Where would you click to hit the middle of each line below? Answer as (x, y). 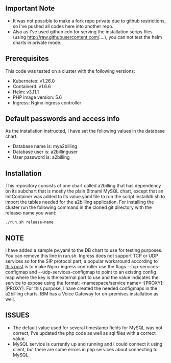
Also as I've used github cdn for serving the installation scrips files (82, 31)
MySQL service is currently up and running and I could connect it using (88, 344)
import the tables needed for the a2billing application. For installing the (80, 202)
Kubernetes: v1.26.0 (34, 81)
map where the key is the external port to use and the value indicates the (82, 277)
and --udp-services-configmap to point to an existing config (93, 272)
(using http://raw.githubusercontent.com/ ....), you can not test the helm (87, 37)
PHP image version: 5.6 (37, 97)
